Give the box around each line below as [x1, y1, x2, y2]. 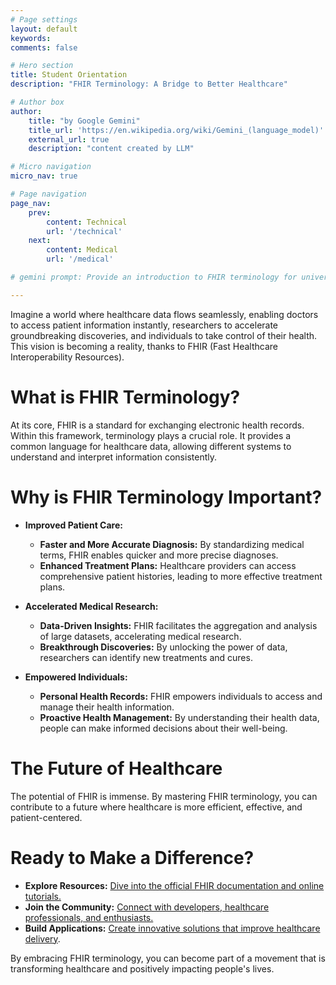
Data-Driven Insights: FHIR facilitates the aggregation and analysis [39, 619, 318, 631]
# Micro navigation [10, 162, 92, 172]
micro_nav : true [10, 171, 78, 181]
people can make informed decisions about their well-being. [39, 722, 288, 734]
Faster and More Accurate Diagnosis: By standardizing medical [39, 538, 305, 550]
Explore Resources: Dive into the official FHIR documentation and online [24, 879, 325, 891]
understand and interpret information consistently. [10, 451, 217, 463]
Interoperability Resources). [10, 351, 125, 363]
